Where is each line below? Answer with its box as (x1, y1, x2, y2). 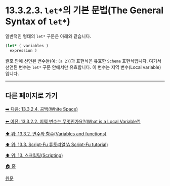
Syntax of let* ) (5, 16, 70, 27)
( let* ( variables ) (5, 43, 49, 48)
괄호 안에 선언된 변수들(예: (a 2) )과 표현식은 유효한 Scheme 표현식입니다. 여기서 (5, 58, 162, 64)
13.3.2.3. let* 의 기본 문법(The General (5, 5, 164, 16)
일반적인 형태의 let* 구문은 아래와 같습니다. (5, 33, 92, 39)
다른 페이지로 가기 (5, 92, 58, 100)
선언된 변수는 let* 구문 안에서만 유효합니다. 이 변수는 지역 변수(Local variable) (5, 64, 161, 70)
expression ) (10, 48, 37, 53)
